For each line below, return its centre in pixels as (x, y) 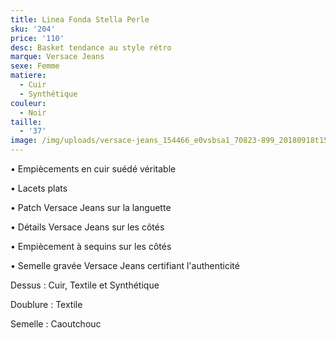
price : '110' (37, 38)
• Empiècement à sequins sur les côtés (91, 246)
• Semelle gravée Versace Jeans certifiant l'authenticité (125, 265)
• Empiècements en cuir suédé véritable (93, 169)
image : (24, 141)
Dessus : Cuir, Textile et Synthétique (85, 285)
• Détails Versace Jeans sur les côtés (87, 227)
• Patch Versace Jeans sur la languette (91, 207)
